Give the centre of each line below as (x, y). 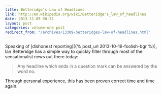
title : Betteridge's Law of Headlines (45, 10)
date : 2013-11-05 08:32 (30, 19)
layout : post (18, 23)
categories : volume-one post (35, 28)
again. (12, 86)
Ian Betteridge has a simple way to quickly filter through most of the (74, 51)
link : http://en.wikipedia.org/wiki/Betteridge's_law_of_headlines (76, 14)
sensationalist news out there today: (42, 57)
